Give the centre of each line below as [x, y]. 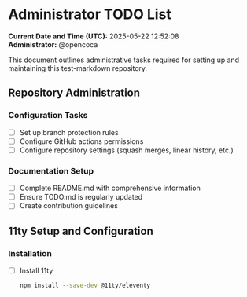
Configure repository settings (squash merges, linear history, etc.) [126, 150]
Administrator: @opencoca [53, 44]
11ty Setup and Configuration [81, 231]
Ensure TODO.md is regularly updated [81, 197]
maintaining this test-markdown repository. [78, 68]
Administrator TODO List [90, 15]
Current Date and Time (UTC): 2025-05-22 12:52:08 [94, 36]
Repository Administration [74, 93]
